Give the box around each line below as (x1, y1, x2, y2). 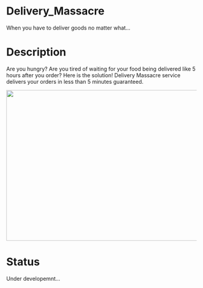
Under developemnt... (6, 275, 60, 282)
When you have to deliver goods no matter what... (6, 24, 131, 31)
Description (6, 45, 66, 59)
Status (6, 255, 40, 269)
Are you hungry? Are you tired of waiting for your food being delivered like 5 (6, 65, 196, 72)
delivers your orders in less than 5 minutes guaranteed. (6, 78, 144, 85)
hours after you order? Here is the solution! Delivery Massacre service (6, 71, 181, 79)
